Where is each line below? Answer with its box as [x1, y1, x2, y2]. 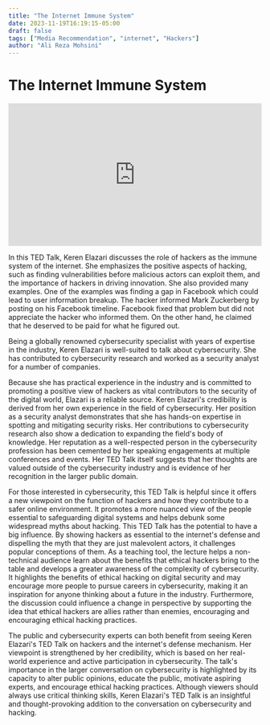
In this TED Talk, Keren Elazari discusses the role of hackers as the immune [8, 252, 257, 262]
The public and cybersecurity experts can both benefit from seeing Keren [8, 630, 252, 640]
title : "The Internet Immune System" [8, 11, 135, 20]
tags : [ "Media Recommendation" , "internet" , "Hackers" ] [8, 34, 199, 43]
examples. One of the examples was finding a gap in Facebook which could [8, 286, 259, 296]
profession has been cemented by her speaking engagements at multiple [8, 445, 251, 455]
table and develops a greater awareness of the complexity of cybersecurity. [8, 563, 260, 573]
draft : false [8, 27, 52, 35]
